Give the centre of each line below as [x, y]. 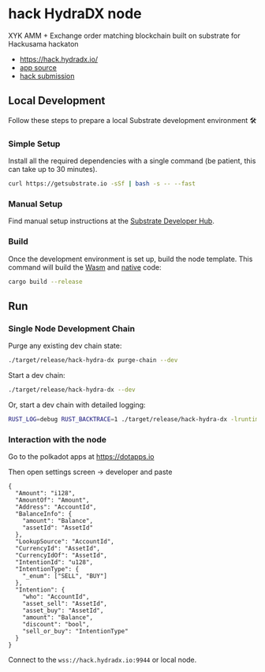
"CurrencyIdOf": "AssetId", [62, 555]
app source [38, 67]
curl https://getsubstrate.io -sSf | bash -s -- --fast [102, 184]
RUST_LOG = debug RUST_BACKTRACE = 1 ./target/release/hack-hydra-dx [118, 419]
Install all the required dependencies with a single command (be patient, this [132, 161]
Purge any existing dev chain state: [65, 346]
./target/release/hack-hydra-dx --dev [72, 390]
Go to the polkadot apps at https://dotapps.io [81, 457]
